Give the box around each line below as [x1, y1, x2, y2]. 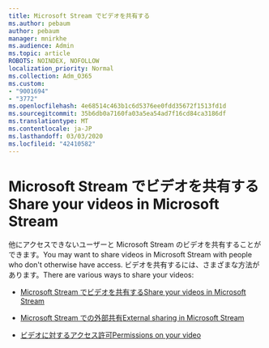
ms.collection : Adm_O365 [8, 72, 92, 80]
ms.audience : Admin [8, 42, 75, 50]
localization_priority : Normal [8, 65, 114, 73]
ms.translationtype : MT [8, 117, 89, 125]
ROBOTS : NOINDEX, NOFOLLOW [8, 57, 100, 66]
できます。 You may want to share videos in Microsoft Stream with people [8, 250, 253, 260]
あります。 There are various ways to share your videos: [8, 270, 194, 280]
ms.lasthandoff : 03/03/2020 [8, 132, 104, 140]
